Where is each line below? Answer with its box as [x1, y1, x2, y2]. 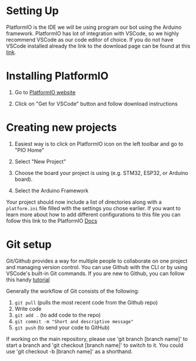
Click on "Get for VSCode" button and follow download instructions [14, 100, 178, 107]
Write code [14, 305, 42, 312]
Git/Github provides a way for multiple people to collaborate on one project [6, 257, 188, 264]
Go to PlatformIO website [14, 88, 76, 95]
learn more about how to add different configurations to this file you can [6, 211, 181, 218]
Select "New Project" [14, 158, 67, 165]
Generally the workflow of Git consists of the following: [6, 287, 139, 294]
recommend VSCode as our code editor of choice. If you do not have [6, 36, 174, 43]
